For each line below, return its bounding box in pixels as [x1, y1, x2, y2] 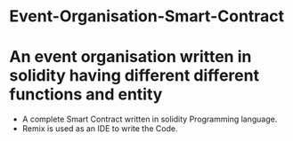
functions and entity [9, 84, 163, 105]
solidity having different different [9, 66, 260, 86]
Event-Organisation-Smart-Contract [9, 6, 285, 27]
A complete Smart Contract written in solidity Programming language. [21, 114, 278, 125]
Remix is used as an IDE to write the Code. [21, 123, 178, 134]
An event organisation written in [9, 47, 252, 67]
